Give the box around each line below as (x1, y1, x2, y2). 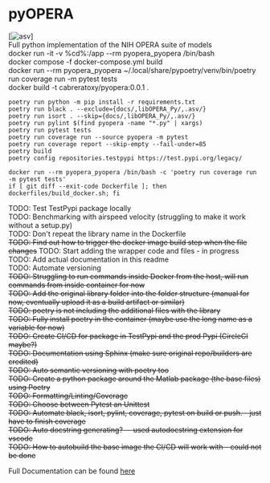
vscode (8, 433, 34, 443)
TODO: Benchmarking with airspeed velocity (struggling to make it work (8, 212, 247, 221)
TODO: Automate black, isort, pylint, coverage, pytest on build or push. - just (8, 408, 262, 417)
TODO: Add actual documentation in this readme (8, 254, 170, 264)
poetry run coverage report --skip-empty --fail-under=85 (8, 140, 207, 148)
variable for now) (8, 323, 65, 332)
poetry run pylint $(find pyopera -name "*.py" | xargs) (8, 119, 203, 127)
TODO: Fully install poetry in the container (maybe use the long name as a (8, 314, 253, 323)
